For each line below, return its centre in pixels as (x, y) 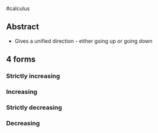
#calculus (18, 8)
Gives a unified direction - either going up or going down (83, 41)
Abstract (23, 27)
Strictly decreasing (34, 107)
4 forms (21, 59)
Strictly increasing (33, 76)
